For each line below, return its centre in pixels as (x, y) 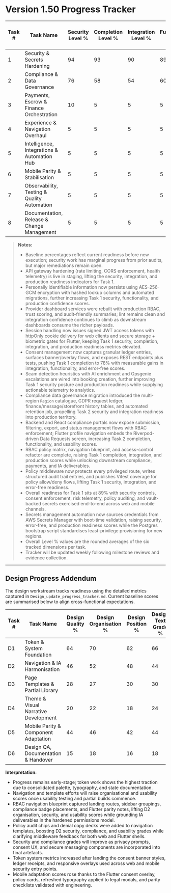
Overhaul (36, 135)
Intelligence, (39, 144)
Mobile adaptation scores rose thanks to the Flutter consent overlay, (84, 874)
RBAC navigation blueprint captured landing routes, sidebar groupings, (87, 804)
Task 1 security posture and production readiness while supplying (94, 384)
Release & (37, 219)
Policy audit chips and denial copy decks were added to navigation (83, 825)
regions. (34, 536)
